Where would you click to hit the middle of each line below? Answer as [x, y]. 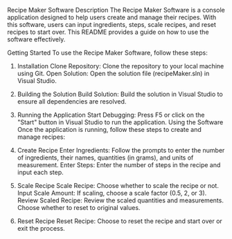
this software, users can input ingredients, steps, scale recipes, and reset [112, 25]
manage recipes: [41, 137]
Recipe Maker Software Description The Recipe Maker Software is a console [116, 10]
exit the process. [41, 228]
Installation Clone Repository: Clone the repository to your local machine [121, 66]
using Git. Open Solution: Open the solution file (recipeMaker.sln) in [113, 73]
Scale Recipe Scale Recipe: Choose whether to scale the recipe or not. [118, 185]
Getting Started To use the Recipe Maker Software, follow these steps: [107, 52]
